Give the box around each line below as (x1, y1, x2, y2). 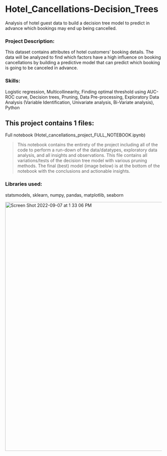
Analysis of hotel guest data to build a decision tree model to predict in (5, 20, 150, 26)
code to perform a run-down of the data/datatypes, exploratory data (17, 147, 158, 153)
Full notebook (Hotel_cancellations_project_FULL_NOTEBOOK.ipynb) (5, 132, 146, 138)
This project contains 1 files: (5, 118, 94, 127)
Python (5, 105, 20, 111)
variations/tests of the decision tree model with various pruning (17, 158, 148, 164)
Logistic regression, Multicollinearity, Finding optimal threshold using (5, 89, 146, 95)
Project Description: (5, 37, 55, 44)
